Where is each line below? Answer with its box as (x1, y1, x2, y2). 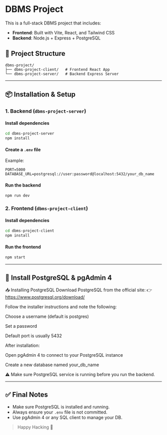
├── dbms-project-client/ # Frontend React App (5, 67, 110, 72)
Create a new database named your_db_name (5, 362, 99, 368)
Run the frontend (5, 243, 41, 250)
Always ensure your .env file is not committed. (12, 409, 108, 415)
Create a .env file (5, 146, 41, 153)
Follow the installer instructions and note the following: (5, 304, 117, 310)
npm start (5, 255, 26, 260)
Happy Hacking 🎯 (17, 424, 54, 430)
